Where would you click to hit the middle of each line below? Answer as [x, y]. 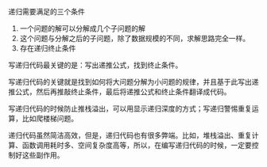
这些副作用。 [43, 155]
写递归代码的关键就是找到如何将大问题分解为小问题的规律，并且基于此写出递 [133, 82]
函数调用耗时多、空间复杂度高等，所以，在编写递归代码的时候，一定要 [137, 145]
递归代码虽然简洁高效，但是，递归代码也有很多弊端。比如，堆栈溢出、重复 [130, 135]
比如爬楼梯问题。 [50, 118]
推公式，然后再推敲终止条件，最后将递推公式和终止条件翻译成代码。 [120, 92]
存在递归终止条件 [48, 48]
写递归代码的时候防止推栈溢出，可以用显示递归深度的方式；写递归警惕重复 [130, 108]
